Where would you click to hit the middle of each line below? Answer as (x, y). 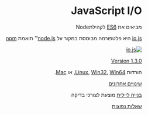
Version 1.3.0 (127, 61)
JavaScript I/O (106, 11)
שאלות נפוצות (127, 106)
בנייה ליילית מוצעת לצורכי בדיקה (106, 95)
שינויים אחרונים (125, 83)
